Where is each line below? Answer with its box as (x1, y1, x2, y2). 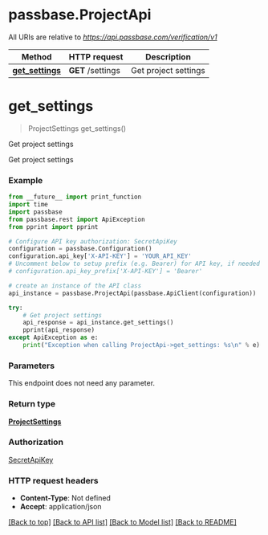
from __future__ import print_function (8, 193, 142, 202)
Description (145, 51, 191, 62)
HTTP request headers (8, 475, 99, 486)
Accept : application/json (19, 502, 102, 512)
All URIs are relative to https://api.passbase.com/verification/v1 (8, 32, 218, 42)
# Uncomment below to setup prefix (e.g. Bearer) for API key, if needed (8, 259, 261, 268)
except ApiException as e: (8, 333, 99, 342)
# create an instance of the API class (8, 281, 142, 290)
